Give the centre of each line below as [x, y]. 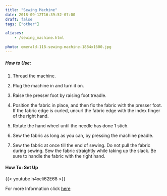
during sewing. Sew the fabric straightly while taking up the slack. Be [84, 151]
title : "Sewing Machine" [31, 10]
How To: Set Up [22, 168]
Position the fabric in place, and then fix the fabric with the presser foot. [87, 105]
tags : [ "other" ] [22, 24]
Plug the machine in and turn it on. [48, 85]
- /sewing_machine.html [39, 38]
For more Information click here [38, 189]
